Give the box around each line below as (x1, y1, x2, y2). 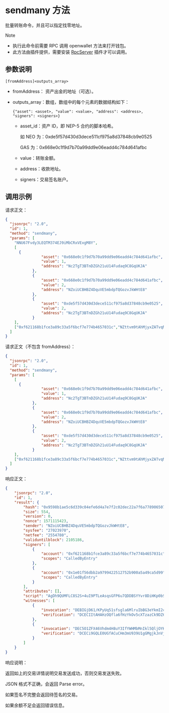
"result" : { (14, 500, 39, 505)
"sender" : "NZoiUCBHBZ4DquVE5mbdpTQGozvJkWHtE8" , (23, 523, 129, 529)
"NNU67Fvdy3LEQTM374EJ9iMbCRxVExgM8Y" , (14, 240, 98, 245)
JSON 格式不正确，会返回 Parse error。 (5, 681, 88, 687)
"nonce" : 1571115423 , (23, 519, 69, 524)
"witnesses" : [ (23, 598, 55, 603)
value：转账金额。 (20, 155, 58, 161)
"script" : (23, 594, 44, 599)
